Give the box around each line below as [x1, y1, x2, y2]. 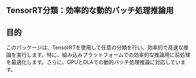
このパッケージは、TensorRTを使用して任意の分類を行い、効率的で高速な [6, 44, 184, 51]
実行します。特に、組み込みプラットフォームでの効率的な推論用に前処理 [16, 52, 191, 59]
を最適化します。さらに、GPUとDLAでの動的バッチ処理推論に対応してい [6, 59, 181, 66]
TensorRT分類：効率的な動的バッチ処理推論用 [6, 5, 174, 16]
